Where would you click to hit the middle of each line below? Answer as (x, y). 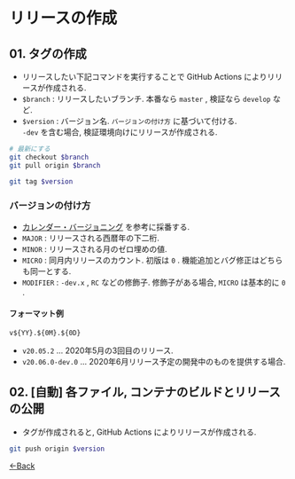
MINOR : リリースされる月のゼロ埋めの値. (94, 248)
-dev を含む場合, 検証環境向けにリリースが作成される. (120, 132)
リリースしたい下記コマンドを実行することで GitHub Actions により (144, 77)
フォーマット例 (36, 314)
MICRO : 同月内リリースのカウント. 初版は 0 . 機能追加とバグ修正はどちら (152, 260)
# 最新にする (30, 149)
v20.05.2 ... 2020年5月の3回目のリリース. (98, 350)
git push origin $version (57, 449)
